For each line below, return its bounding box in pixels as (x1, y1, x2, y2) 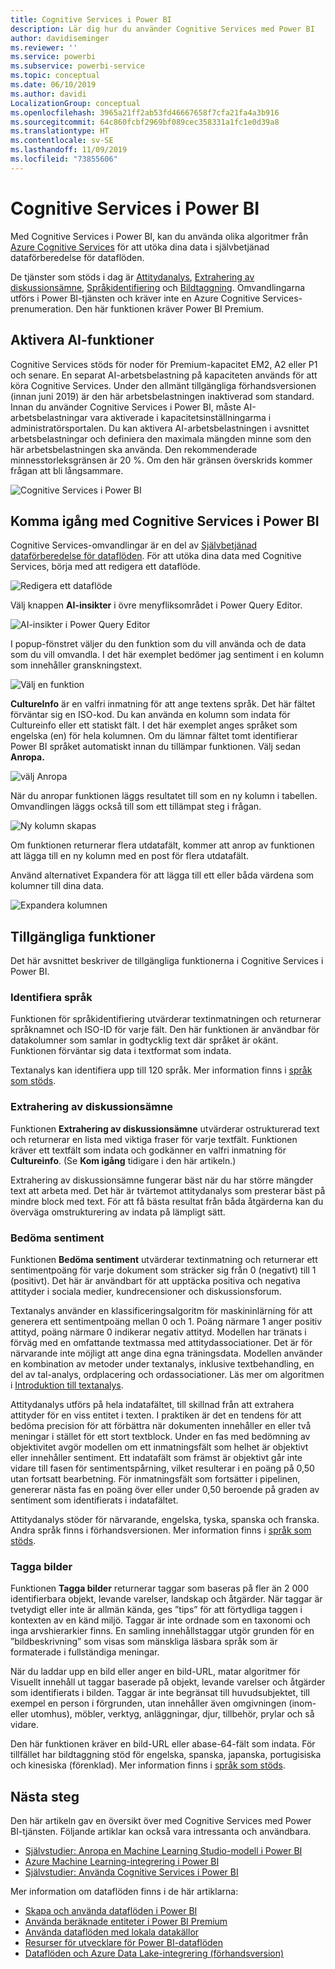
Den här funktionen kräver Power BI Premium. (75, 302, 265, 315)
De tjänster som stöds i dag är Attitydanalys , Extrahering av (10, 271, 255, 283)
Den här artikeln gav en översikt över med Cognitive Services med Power (10, 1815, 312, 1827)
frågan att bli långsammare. (10, 464, 124, 476)
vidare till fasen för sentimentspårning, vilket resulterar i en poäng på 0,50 (10, 1462, 315, 1475)
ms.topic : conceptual (10, 71, 101, 81)
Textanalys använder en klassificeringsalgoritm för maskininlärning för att (10, 1305, 313, 1317)
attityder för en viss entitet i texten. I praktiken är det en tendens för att (10, 1409, 302, 1421)
